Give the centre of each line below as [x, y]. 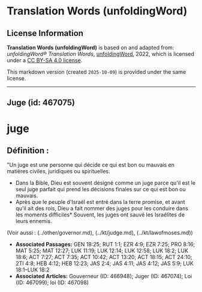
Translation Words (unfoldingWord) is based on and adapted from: [91, 47]
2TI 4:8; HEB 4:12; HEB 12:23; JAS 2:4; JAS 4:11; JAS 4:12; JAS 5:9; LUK [104, 264]
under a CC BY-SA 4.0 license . [45, 60]
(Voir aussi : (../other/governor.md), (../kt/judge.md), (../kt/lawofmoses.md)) [100, 233]
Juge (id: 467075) [41, 103]
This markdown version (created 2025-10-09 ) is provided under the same [97, 72]
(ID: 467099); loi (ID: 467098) [52, 282]
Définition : [28, 150]
